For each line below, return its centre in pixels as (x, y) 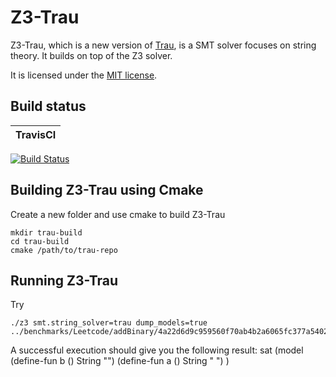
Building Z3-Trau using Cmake (107, 190)
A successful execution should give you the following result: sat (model (157, 350)
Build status (48, 106)
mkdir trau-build (46, 232)
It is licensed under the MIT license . (84, 75)
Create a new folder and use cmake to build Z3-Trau (118, 214)
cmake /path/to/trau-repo (64, 250)
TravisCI (36, 134)
